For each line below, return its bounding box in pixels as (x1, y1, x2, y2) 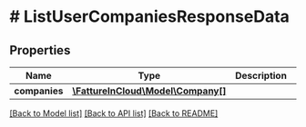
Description (235, 70, 287, 82)
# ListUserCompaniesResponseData (9, 6, 290, 27)
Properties (9, 43, 71, 58)
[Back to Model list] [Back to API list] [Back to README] (9, 108, 219, 119)
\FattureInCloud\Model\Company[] (72, 84, 227, 97)
